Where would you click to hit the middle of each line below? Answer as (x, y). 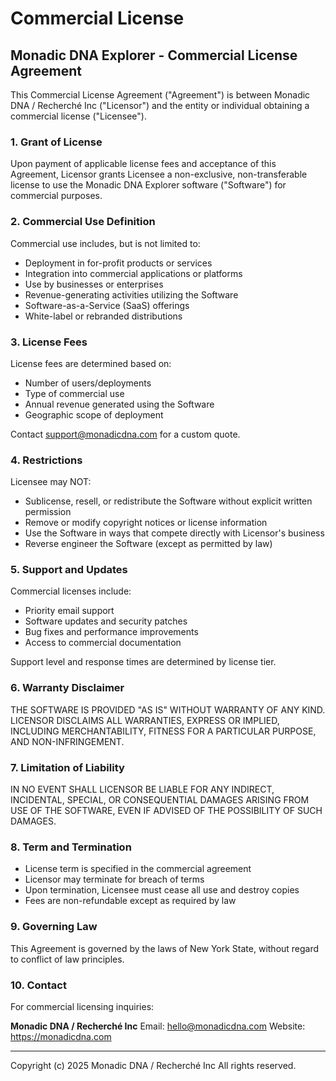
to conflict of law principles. (67, 959)
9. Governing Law (54, 927)
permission (48, 512)
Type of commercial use (74, 393)
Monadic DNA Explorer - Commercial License (154, 55)
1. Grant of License (56, 142)
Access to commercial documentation (103, 643)
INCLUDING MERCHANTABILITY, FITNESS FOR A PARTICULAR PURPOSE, (163, 731)
